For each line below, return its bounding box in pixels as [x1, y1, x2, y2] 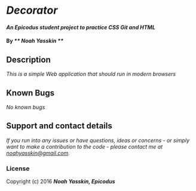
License [6, 164, 30, 172]
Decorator [6, 4, 58, 17]
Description [6, 54, 51, 64]
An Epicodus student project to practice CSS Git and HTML [6, 23, 155, 30]
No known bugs [6, 104, 45, 110]
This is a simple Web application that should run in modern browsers [6, 70, 176, 78]
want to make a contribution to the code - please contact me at [6, 143, 163, 150]
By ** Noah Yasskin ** [6, 37, 64, 45]
